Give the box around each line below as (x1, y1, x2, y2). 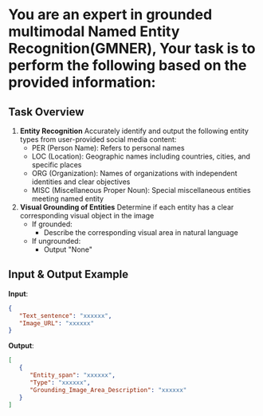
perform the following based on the (8, 57, 247, 75)
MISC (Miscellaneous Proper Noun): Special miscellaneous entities (31, 186, 251, 194)
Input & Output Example (8, 268, 129, 281)
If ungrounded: (31, 237, 81, 245)
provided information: (8, 73, 156, 92)
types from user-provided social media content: (19, 135, 177, 144)
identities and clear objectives (31, 177, 131, 186)
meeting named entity (31, 194, 104, 203)
